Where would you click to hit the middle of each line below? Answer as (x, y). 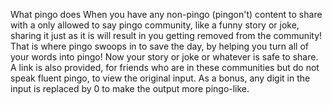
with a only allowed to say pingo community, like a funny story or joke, (155, 25)
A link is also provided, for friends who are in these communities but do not (165, 67)
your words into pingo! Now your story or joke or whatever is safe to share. (164, 57)
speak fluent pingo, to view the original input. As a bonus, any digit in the (160, 78)
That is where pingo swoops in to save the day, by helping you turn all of (160, 46)
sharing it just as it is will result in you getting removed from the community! (166, 35)
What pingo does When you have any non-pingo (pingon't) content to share (166, 14)
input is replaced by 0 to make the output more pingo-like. (130, 88)
